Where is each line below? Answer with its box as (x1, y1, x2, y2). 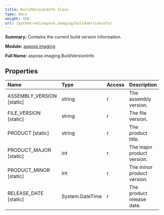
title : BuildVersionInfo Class (5, 7, 69, 12)
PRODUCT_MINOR (7, 167, 50, 174)
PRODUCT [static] (7, 130, 50, 137)
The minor (129, 164, 153, 171)
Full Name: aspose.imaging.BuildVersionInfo (5, 53, 94, 59)
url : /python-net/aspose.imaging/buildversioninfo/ (5, 20, 112, 26)
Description (129, 81, 157, 88)
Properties (5, 67, 38, 75)
